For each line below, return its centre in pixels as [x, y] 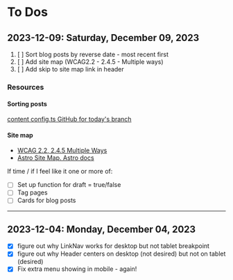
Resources [26, 87]
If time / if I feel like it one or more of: [60, 172]
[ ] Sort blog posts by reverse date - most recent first [93, 54]
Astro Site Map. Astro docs [56, 158]
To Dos [28, 12]
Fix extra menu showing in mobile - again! [77, 269]
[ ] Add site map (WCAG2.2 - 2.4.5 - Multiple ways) [90, 62]
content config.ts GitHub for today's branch [69, 120]
